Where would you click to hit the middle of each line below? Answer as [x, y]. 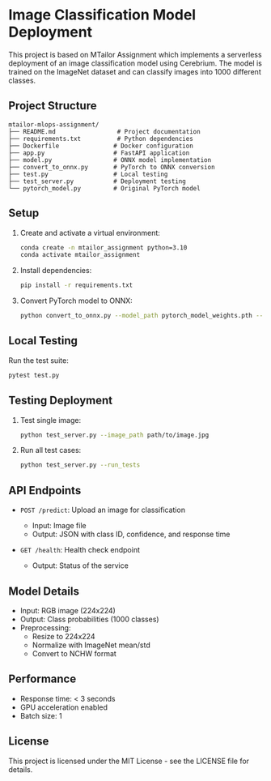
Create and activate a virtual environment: [90, 233]
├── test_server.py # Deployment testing [97, 181]
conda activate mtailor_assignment [80, 255]
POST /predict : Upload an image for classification [103, 510]
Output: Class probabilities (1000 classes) [89, 619]
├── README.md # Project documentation [104, 131]
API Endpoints [45, 491]
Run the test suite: [38, 360]
